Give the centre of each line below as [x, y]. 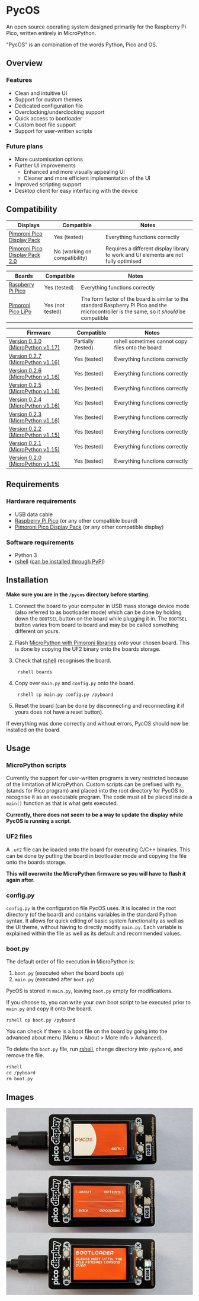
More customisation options [49, 159]
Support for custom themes [48, 99]
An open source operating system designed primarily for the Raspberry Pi [96, 27]
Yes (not [54, 306]
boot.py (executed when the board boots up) [69, 973]
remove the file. [25, 1055]
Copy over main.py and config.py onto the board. [75, 683]
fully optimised [124, 261]
